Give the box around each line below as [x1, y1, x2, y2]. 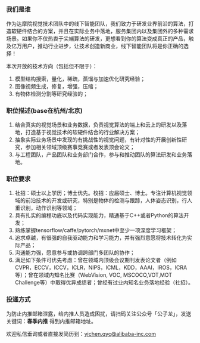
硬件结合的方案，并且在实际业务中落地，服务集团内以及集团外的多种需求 [16, 27, 194, 35]
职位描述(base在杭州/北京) [6, 106, 83, 115]
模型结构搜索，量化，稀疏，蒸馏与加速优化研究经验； [14, 75, 146, 82]
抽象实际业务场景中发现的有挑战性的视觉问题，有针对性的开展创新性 [14, 136, 182, 143]
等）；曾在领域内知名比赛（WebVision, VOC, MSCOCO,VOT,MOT [14, 271, 173, 279]
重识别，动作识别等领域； [14, 205, 78, 212]
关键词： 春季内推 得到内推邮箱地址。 [6, 317, 96, 325]
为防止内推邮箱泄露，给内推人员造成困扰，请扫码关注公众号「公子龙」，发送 [6, 310, 192, 317]
